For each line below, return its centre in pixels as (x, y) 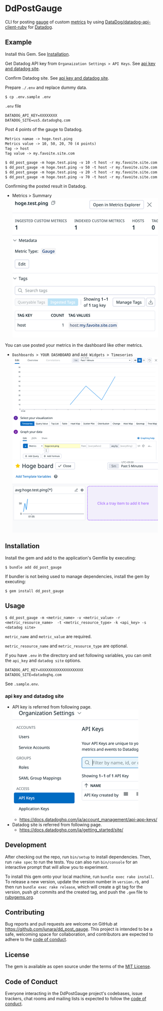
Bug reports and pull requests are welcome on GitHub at (61, 924)
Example (18, 42)
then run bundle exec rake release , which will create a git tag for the (74, 887)
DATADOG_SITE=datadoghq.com (33, 675)
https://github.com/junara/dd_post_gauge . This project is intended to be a (79, 929)
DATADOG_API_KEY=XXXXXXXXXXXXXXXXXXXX (44, 670)
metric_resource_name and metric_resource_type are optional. (66, 646)
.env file (13, 106)
